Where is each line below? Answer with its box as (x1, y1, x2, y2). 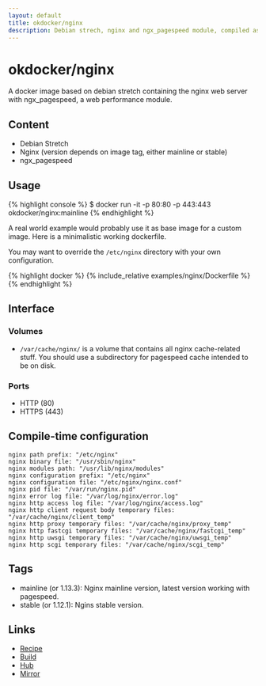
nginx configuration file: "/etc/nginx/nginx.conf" (8, 478, 182, 487)
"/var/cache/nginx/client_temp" (8, 513, 115, 521)
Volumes (8, 326, 44, 337)
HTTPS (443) (19, 407, 64, 416)
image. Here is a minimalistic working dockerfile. (8, 231, 167, 241)
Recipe (19, 644, 43, 654)
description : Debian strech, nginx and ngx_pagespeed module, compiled (8, 26, 249, 34)
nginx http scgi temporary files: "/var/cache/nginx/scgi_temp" (8, 540, 225, 548)
